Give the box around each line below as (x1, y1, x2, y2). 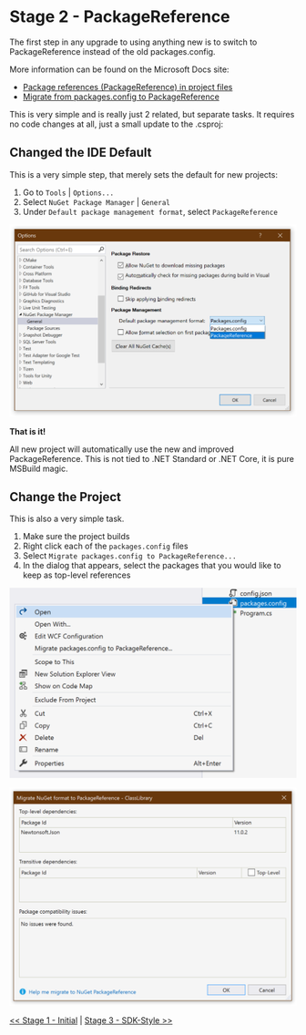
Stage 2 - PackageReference (9, 6, 230, 27)
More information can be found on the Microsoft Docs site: (9, 64, 229, 75)
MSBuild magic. (9, 463, 68, 474)
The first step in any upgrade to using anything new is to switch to (9, 36, 258, 47)
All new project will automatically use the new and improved (9, 444, 234, 455)
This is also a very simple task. (9, 513, 125, 525)
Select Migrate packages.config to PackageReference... (22, 550, 237, 561)
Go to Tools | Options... (22, 187, 115, 198)
